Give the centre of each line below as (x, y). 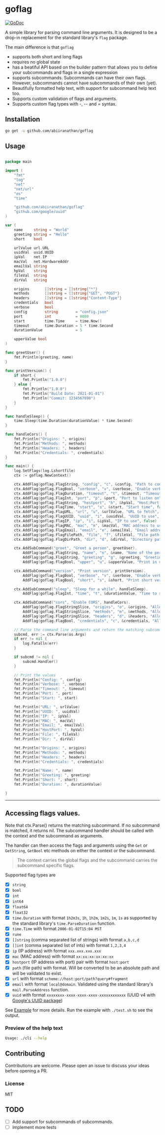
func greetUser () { (25, 353)
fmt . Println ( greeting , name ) (44, 357)
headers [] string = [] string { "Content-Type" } (68, 298)
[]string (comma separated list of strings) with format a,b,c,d (76, 940)
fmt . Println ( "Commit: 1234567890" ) (59, 398)
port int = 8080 (52, 316)
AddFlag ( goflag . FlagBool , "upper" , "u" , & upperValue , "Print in (90, 562)
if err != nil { (31, 639)
